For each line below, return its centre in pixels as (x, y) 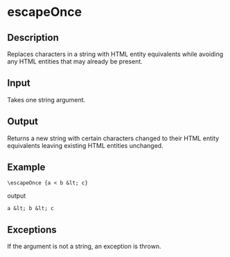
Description (33, 38)
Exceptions (32, 230)
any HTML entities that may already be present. (75, 61)
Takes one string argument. (46, 99)
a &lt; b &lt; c (30, 209)
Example (26, 168)
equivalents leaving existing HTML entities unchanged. (86, 145)
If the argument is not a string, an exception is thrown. (84, 247)
